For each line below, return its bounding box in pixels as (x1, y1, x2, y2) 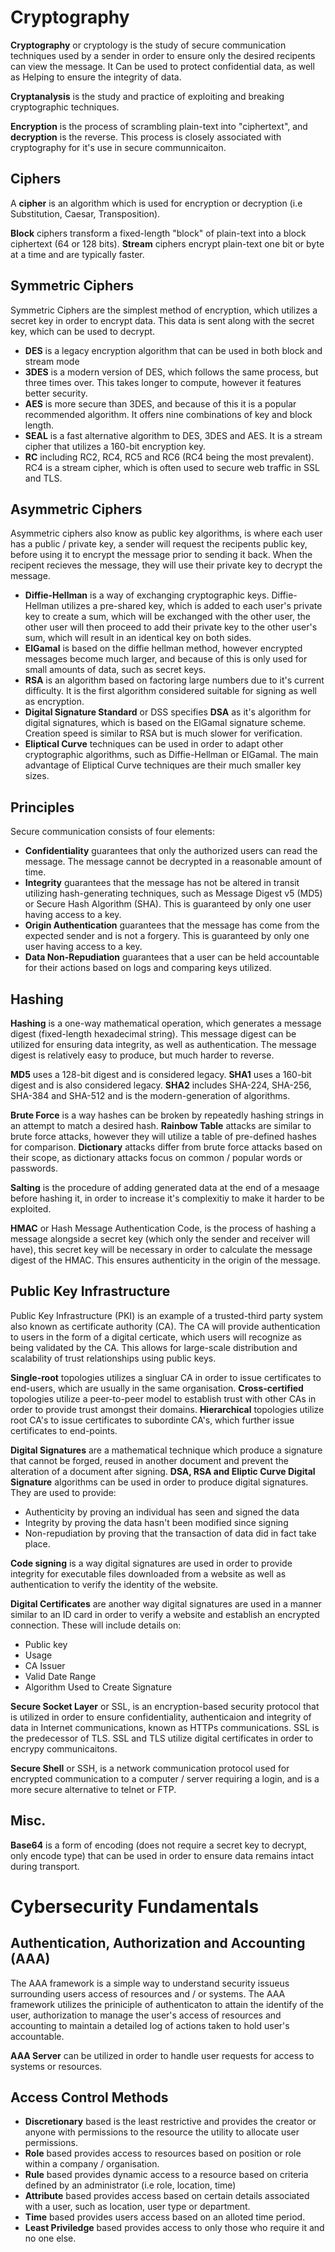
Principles (10, 799, 75, 816)
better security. (24, 387, 88, 399)
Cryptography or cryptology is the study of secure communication (10, 39, 287, 51)
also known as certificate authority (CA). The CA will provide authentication (10, 1320, 321, 1332)
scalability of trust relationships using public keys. (10, 1352, 217, 1364)
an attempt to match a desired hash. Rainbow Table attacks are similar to (10, 1120, 312, 1131)
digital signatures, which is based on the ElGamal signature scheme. (24, 717, 307, 729)
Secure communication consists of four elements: (10, 826, 216, 838)
